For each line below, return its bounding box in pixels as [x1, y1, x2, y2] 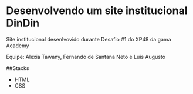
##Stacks [6, 64, 29, 71]
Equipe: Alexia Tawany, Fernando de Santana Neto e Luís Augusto [6, 53, 166, 60]
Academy [6, 42, 29, 49]
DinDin [6, 16, 40, 30]
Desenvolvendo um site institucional [6, 4, 188, 18]
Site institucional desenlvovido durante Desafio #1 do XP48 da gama [6, 36, 171, 43]
